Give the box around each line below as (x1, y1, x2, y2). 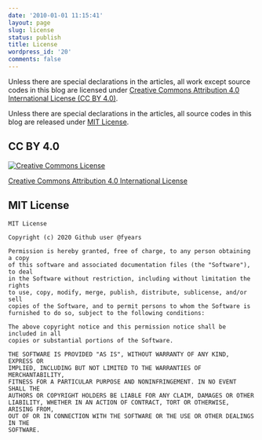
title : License (8, 41, 58, 49)
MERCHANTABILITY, (8, 371, 65, 379)
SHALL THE (8, 384, 41, 393)
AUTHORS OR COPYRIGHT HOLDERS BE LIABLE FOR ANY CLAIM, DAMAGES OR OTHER (8, 391, 255, 399)
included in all (8, 329, 61, 338)
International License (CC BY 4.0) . (8, 93, 118, 103)
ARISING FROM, (8, 405, 55, 413)
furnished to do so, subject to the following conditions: (8, 309, 206, 317)
